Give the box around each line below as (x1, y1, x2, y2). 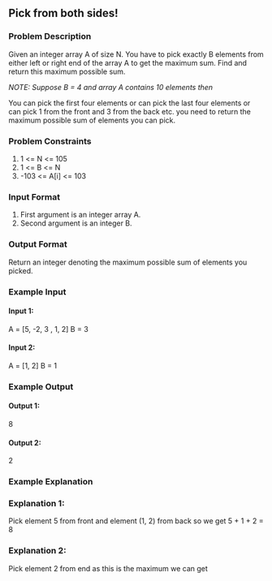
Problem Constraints (8, 136, 92, 147)
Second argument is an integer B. (19, 218, 132, 228)
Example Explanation (8, 476, 93, 488)
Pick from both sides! (8, 6, 119, 20)
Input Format (8, 191, 61, 202)
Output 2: (8, 437, 42, 447)
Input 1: (8, 306, 34, 316)
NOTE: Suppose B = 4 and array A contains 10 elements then (8, 82, 214, 92)
